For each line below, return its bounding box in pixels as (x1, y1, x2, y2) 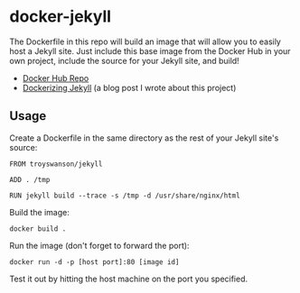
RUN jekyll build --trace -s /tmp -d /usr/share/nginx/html (9, 191, 241, 200)
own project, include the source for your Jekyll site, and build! (9, 55, 239, 66)
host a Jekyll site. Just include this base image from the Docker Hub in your (9, 45, 291, 56)
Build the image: (9, 206, 70, 217)
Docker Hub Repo (22, 72, 89, 83)
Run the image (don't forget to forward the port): (9, 240, 190, 251)
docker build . (9, 224, 67, 233)
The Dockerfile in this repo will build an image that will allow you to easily (9, 36, 282, 47)
